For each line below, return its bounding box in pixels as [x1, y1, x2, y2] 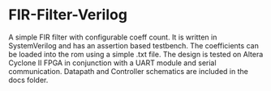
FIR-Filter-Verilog [8, 6, 128, 24]
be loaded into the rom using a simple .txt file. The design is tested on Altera [8, 49, 264, 59]
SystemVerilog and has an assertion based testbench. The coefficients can [8, 40, 260, 50]
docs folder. [8, 75, 49, 85]
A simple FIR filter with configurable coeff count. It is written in [8, 32, 217, 42]
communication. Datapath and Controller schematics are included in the [8, 66, 249, 76]
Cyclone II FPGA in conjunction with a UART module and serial [8, 58, 217, 68]
